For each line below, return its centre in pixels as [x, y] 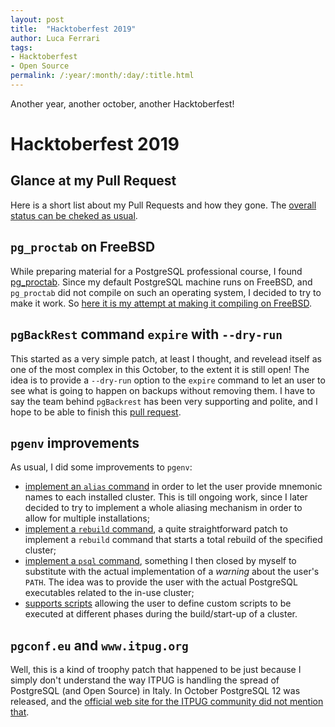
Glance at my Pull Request [93, 181]
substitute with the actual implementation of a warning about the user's [172, 572]
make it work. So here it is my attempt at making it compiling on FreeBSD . [161, 303]
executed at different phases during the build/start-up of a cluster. [161, 614]
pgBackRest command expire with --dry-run [146, 334]
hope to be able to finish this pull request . [96, 412]
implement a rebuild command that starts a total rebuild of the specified [173, 540]
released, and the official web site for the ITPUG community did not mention [167, 702]
